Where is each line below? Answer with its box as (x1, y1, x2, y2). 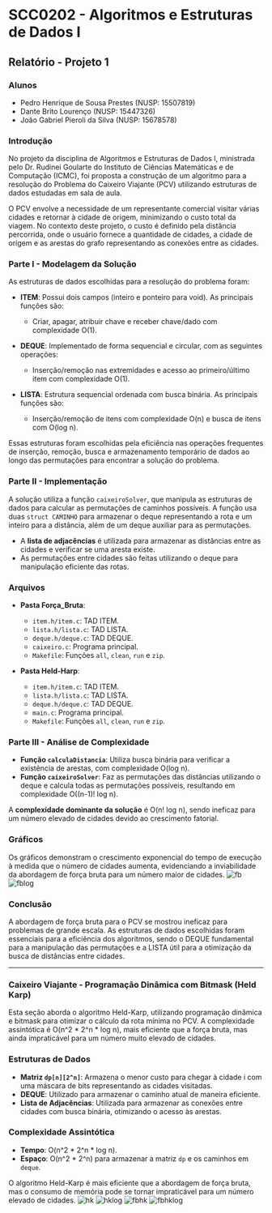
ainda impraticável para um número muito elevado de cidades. (8, 1033, 216, 1043)
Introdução (8, 135, 53, 147)
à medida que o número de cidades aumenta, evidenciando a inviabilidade (8, 861, 257, 870)
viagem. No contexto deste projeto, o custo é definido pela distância (8, 221, 236, 231)
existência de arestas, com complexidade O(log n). (19, 763, 190, 773)
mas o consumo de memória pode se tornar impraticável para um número (8, 1186, 254, 1196)
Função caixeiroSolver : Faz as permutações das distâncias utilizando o (19, 772, 261, 782)
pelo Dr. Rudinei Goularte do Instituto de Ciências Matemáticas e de (8, 162, 234, 172)
